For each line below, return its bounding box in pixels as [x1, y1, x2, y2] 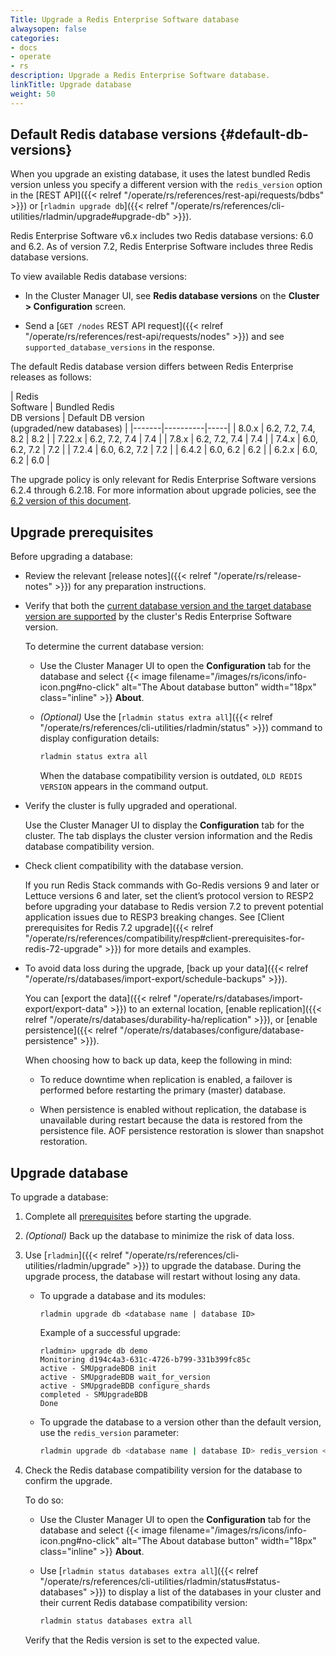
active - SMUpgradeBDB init [39, 1363, 157, 1373]
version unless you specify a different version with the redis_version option [10, 179, 323, 191]
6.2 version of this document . [10, 495, 132, 507]
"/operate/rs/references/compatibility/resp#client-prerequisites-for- [24, 932, 305, 945]
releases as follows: [10, 371, 92, 383]
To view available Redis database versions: [10, 271, 188, 283]
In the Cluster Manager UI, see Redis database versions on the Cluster [24, 290, 320, 302]
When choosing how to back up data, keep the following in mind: [24, 1054, 293, 1066]
